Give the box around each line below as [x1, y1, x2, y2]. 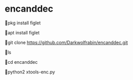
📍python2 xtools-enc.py [5, 69, 55, 75]
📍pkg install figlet [5, 20, 41, 26]
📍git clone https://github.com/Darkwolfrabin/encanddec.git [5, 39, 128, 46]
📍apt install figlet [5, 29, 40, 35]
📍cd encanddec [5, 59, 38, 65]
